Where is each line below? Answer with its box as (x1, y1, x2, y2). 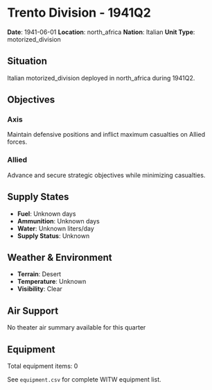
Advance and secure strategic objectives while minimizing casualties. (7, 171, 206, 179)
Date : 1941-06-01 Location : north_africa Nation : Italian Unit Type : (7, 28, 195, 36)
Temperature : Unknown (17, 278, 87, 286)
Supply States (7, 191, 69, 203)
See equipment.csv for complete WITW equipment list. (7, 375, 161, 383)
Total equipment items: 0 (7, 362, 78, 370)
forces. (7, 137, 28, 146)
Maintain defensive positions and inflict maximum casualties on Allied (7, 130, 206, 139)
